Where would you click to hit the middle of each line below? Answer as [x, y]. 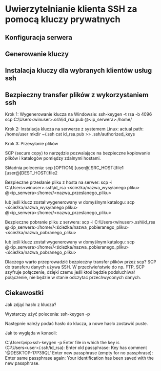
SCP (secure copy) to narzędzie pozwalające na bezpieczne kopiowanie [78, 153]
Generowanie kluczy [37, 54]
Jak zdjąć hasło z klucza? [31, 305]
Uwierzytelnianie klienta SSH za [71, 9]
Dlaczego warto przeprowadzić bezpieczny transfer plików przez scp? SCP [81, 262]
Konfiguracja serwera [39, 37]
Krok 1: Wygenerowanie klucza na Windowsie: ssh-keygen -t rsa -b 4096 [79, 114]
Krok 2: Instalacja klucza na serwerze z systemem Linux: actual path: [74, 129]
